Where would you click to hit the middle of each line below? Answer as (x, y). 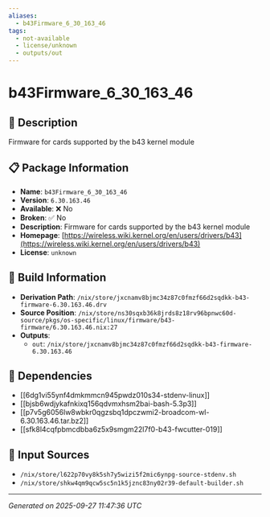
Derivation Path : (47, 297)
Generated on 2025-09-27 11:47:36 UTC (75, 506)
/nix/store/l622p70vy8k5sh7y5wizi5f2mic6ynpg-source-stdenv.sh (128, 475)
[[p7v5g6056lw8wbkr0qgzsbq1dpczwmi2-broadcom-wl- (115, 412)
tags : (17, 31)
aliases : (23, 16)
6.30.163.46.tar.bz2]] (54, 421)
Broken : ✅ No (43, 217)
